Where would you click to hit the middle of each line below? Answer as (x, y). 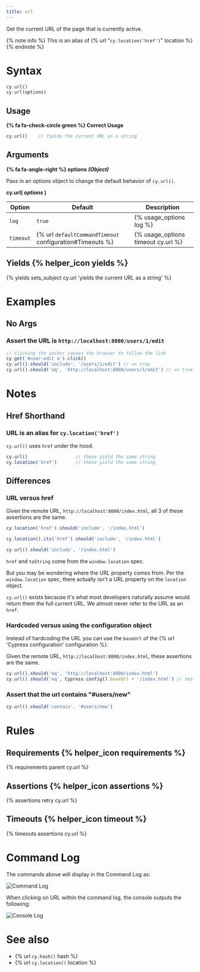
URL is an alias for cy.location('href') (63, 433)
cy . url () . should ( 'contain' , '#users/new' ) (60, 707)
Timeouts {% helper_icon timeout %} (76, 819)
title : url (20, 12)
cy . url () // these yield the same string (81, 457)
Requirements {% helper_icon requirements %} (96, 753)
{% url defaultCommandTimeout (78, 234)
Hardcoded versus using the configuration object (79, 625)
